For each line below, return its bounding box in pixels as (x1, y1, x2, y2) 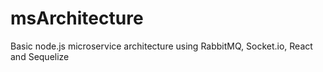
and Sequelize (10, 50, 70, 62)
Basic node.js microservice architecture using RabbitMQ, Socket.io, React (10, 40, 313, 52)
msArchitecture (10, 7, 144, 30)
